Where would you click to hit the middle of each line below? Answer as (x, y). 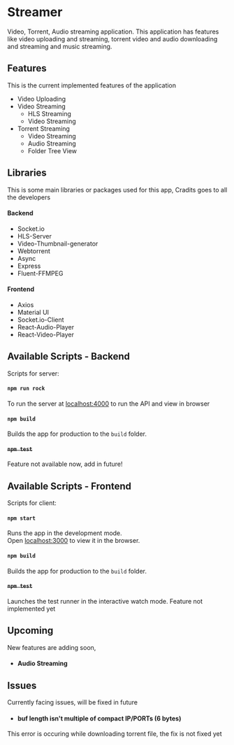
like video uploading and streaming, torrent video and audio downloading (112, 38)
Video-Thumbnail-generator (58, 243)
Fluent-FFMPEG (40, 273)
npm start (22, 518)
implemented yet (31, 609)
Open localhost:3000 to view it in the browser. (74, 541)
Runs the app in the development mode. (65, 533)
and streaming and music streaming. (60, 46)
